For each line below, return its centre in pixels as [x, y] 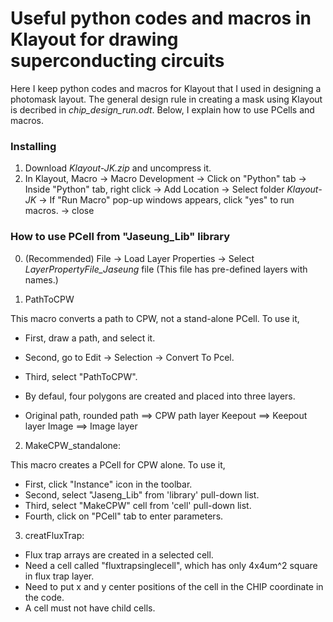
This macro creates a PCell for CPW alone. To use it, [118, 464]
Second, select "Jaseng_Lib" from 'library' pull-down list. [142, 494]
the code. [44, 597]
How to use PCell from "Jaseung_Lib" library [120, 237]
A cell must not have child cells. [90, 608]
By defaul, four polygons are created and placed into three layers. [160, 396]
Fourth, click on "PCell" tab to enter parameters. [124, 516]
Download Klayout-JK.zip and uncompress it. [118, 168]
